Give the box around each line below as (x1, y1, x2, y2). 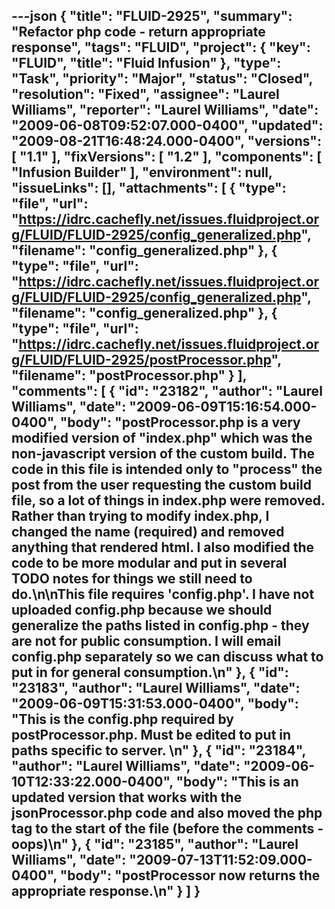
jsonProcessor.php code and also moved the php (11, 805, 323, 822)
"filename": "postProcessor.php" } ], (11, 367, 248, 384)
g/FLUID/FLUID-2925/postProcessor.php (11, 352, 272, 369)
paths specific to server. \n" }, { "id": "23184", (11, 742, 306, 759)
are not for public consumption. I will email (11, 633, 282, 650)
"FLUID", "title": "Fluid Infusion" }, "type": (11, 55, 282, 72)
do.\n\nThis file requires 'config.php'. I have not (11, 586, 315, 603)
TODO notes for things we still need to (11, 570, 253, 588)
